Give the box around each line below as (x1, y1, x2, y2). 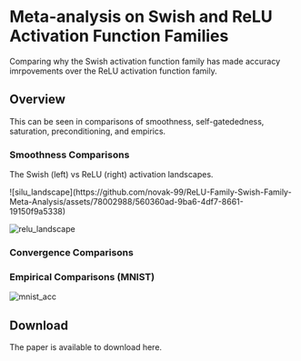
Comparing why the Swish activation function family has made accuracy (9, 55, 281, 66)
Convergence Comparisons (9, 246, 134, 258)
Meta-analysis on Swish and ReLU (9, 6, 273, 27)
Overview (9, 92, 66, 107)
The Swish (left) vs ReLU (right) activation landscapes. (9, 169, 214, 180)
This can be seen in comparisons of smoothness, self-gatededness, (9, 115, 265, 126)
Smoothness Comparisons (9, 148, 130, 161)
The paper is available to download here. (9, 342, 162, 353)
